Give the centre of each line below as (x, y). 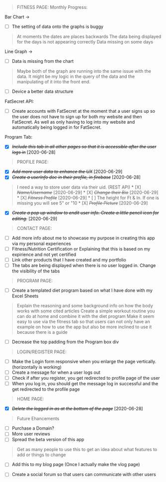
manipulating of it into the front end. (53, 82)
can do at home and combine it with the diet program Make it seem (85, 316)
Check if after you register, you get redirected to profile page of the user (86, 378)
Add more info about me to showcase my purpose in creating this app (83, 238)
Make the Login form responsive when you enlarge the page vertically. (84, 361)
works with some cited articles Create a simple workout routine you (86, 311)
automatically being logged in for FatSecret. (57, 127)
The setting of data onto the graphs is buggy (58, 26)
